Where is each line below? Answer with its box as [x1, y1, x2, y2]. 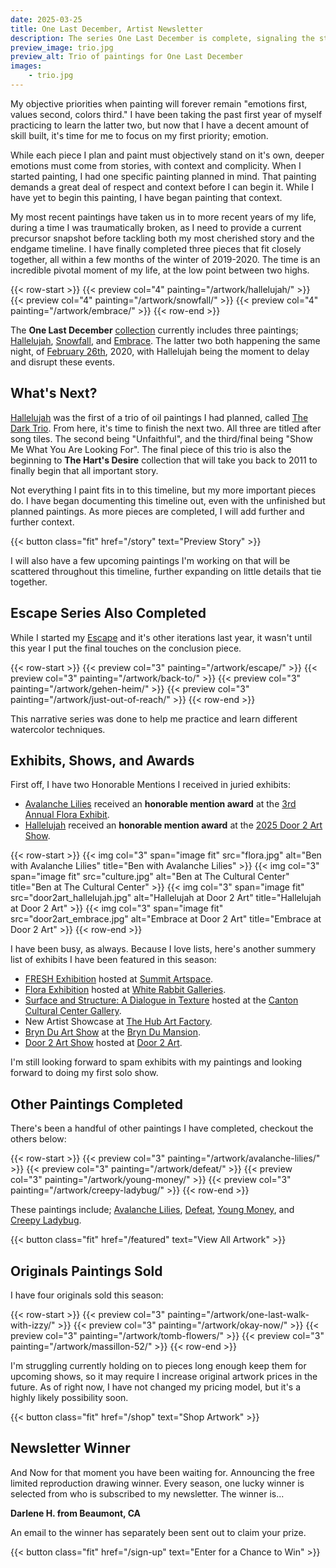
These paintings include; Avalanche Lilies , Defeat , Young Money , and [10, 1204, 295, 1216]
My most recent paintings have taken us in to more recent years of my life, [10, 211, 317, 223]
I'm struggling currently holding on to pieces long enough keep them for [10, 1359, 307, 1371]
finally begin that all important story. [10, 464, 159, 476]
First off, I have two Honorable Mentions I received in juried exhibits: [10, 779, 292, 791]
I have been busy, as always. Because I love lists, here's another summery [10, 943, 317, 955]
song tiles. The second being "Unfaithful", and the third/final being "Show [10, 432, 313, 445]
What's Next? [10, 385, 98, 402]
